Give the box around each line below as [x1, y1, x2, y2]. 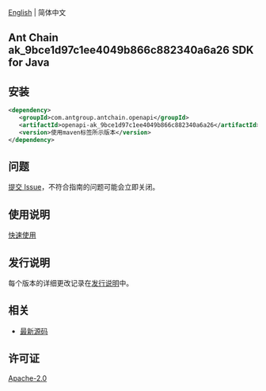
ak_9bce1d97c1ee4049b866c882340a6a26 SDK [8, 44, 254, 57]
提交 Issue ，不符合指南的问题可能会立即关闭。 [8, 182, 160, 192]
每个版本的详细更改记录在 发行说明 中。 [8, 278, 133, 288]
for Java [8, 56, 50, 70]
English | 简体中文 [8, 8, 66, 17]
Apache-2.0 [8, 373, 47, 383]
